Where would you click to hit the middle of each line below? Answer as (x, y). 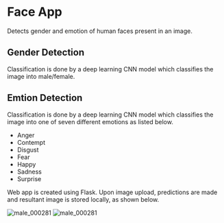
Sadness (29, 172)
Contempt (31, 142)
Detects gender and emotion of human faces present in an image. (100, 31)
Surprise (29, 178)
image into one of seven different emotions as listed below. (90, 121)
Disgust (28, 150)
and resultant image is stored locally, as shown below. (83, 199)
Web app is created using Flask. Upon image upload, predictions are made (112, 192)
